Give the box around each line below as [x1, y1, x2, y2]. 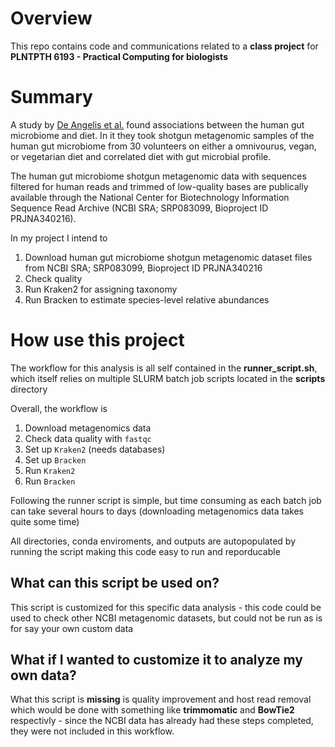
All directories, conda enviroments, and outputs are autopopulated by [10, 535, 296, 547]
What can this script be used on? [10, 575, 220, 592]
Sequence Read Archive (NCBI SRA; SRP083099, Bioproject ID [10, 202, 269, 214]
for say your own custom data [10, 622, 134, 634]
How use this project [10, 329, 185, 352]
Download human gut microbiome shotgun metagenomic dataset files [24, 251, 313, 263]
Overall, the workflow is [10, 402, 108, 414]
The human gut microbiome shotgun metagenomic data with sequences [10, 170, 307, 182]
